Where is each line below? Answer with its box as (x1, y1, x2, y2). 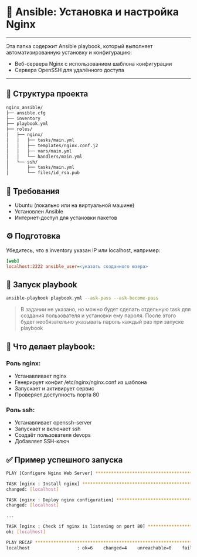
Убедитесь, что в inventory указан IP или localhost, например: (6, 246, 161, 254)
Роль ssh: (6, 406, 35, 414)
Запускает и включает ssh (14, 425, 81, 433)
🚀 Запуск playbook (6, 280, 77, 290)
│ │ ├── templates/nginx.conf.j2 (6, 142, 98, 148)
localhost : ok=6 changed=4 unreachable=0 (6, 545, 172, 551)
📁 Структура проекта (6, 89, 89, 99)
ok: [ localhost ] (6, 529, 46, 535)
